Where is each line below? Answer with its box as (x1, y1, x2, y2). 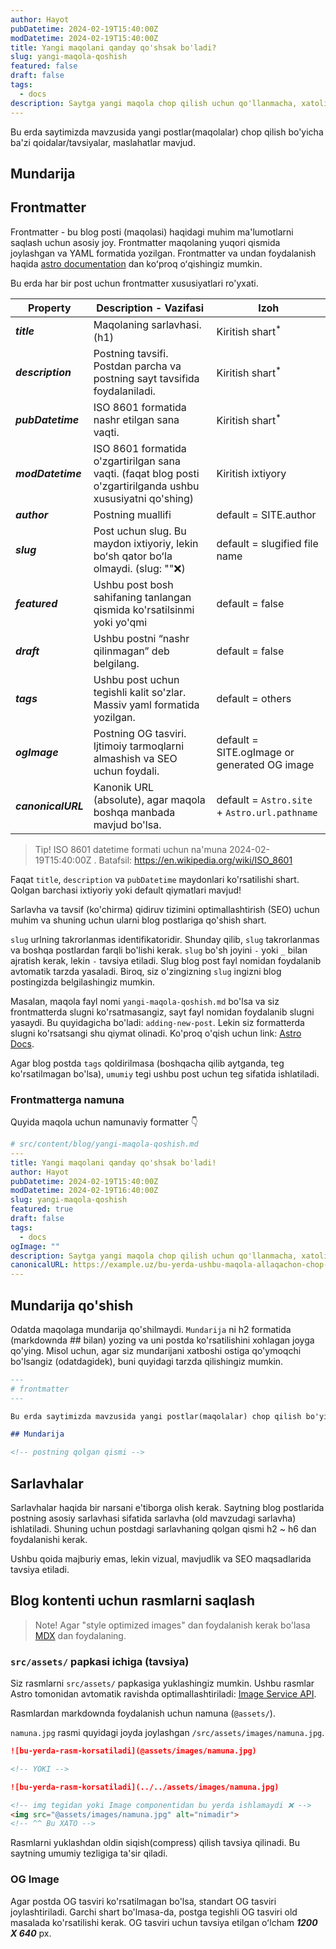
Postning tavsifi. (93, 346, 169, 360)
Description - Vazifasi (96, 301, 204, 315)
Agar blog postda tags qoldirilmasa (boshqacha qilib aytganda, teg (10, 1057, 285, 1069)
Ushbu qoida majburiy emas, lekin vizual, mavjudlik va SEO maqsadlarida (10, 1553, 312, 1565)
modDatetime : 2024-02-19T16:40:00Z (10, 1186, 159, 1196)
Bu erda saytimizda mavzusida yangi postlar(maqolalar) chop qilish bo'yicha (10, 126, 324, 138)
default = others (216, 691, 292, 705)
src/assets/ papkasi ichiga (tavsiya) (10, 1654, 190, 1668)
